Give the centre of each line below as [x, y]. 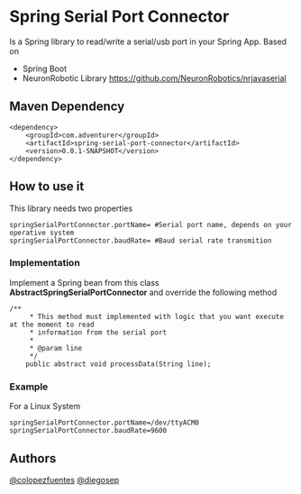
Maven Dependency [67, 107]
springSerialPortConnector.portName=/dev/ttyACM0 [105, 423]
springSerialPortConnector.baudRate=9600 [88, 431]
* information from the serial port [98, 332]
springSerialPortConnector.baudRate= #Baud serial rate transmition [141, 241]
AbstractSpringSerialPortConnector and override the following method [143, 292]
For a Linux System [45, 407]
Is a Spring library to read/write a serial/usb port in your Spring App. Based [148, 41]
